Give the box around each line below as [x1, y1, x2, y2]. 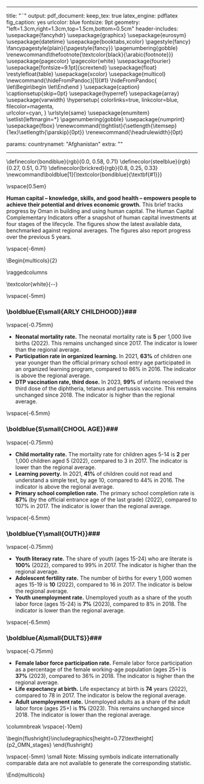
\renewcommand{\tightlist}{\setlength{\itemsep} [56, 122, 177, 129]
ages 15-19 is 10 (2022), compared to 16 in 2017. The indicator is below [15, 581, 192, 588]
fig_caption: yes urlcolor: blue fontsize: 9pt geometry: [6, 19, 141, 26]
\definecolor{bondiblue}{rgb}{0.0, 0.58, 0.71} [6, 158, 118, 165]
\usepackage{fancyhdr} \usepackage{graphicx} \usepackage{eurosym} [6, 32, 187, 38]
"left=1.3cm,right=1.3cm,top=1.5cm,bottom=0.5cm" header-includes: [6, 25, 178, 32]
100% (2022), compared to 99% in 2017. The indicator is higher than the [15, 561, 197, 568]
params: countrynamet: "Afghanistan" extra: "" [6, 141, 123, 147]
